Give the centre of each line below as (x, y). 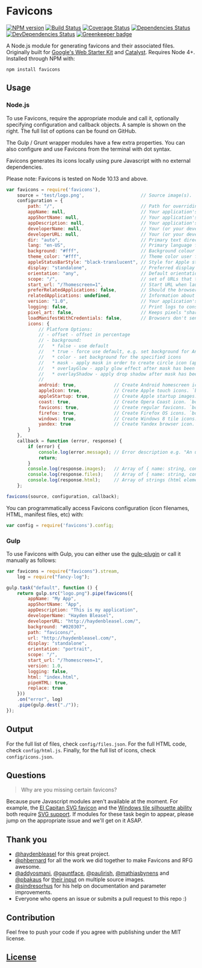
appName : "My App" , (52, 599)
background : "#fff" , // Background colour (112, 251)
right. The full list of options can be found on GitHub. (72, 131)
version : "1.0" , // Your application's (113, 302)
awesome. (28, 867)
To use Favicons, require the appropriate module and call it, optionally (93, 118)
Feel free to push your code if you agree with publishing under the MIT (94, 932)
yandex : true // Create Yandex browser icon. (117, 424)
